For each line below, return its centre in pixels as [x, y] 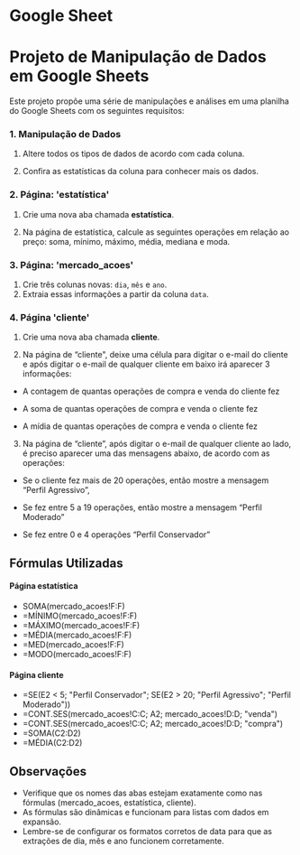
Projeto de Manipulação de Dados [138, 57]
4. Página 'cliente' [50, 317]
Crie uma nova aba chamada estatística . [98, 214]
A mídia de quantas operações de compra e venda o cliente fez [140, 426]
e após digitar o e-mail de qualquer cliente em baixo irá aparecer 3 [146, 364]
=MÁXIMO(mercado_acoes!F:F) [81, 625]
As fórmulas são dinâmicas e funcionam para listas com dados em [145, 812]
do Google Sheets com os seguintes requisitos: [97, 111]
